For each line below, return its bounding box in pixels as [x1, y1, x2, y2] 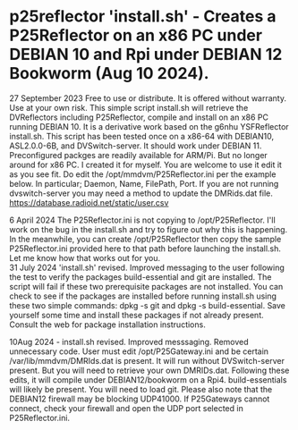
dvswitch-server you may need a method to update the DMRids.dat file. [9, 188, 273, 198]
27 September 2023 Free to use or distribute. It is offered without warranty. [9, 92, 286, 104]
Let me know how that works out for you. [9, 252, 161, 263]
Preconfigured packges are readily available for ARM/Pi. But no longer [9, 149, 268, 160]
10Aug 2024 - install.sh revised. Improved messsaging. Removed [9, 336, 249, 347]
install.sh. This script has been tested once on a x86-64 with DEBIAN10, [9, 131, 275, 141]
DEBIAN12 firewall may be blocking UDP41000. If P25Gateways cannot [9, 393, 270, 404]
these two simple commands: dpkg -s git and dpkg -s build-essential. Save [9, 299, 286, 310]
